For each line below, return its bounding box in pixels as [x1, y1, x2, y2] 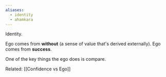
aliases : [5, 7, 24, 13]
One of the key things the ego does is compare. [5, 56, 106, 62]
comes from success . [5, 46, 52, 53]
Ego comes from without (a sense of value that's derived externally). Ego [5, 41, 161, 47]
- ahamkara [10, 17, 33, 22]
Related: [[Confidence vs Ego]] [5, 66, 71, 72]
